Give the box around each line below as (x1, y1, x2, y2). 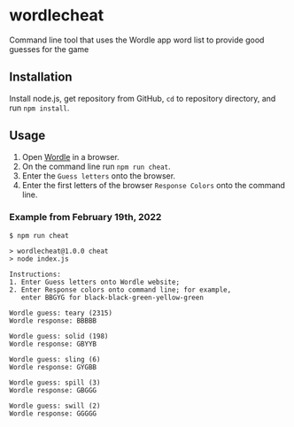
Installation (9, 70, 73, 85)
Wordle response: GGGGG (9, 408, 97, 418)
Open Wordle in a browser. (21, 151, 120, 162)
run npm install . (9, 103, 70, 113)
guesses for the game (9, 43, 89, 54)
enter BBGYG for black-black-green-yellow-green (20, 293, 204, 301)
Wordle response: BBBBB (9, 316, 97, 325)
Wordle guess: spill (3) (9, 377, 101, 387)
